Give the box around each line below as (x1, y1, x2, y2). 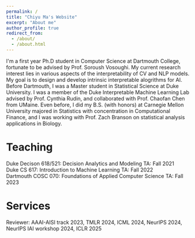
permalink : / (6, 8, 38, 15)
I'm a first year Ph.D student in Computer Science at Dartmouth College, (6, 57, 181, 65)
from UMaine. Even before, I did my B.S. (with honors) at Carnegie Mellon (6, 101, 184, 108)
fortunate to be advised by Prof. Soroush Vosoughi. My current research (6, 63, 181, 71)
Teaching (6, 140, 53, 154)
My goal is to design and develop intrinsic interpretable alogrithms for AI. (6, 76, 183, 83)
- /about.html (11, 42, 46, 48)
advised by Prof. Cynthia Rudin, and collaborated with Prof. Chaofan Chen (6, 95, 185, 102)
